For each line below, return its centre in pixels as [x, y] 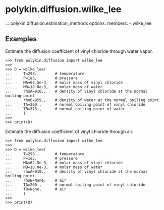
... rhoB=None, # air [36, 180]
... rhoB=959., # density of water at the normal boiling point [82, 100]
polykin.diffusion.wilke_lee [63, 9]
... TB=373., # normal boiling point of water [65, 109]
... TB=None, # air [36, 189]
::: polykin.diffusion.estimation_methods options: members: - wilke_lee [78, 23]
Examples [21, 39]
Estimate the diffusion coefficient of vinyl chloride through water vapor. [79, 51]
